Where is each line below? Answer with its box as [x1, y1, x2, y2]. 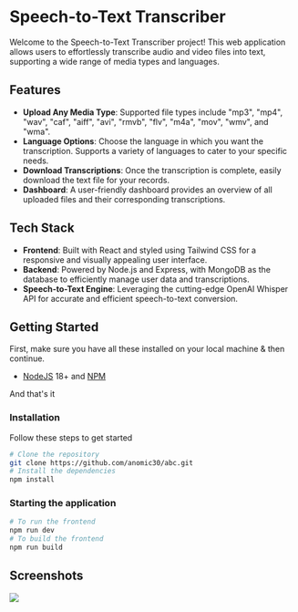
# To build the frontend [9, 534, 104, 544]
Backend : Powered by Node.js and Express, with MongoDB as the [22, 264, 272, 275]
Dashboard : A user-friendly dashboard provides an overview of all [22, 184, 273, 195]
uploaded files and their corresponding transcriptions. [22, 193, 226, 204]
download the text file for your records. [22, 174, 170, 185]
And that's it [9, 389, 56, 399]
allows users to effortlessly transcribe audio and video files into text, [9, 46, 266, 57]
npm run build [9, 543, 64, 553]
